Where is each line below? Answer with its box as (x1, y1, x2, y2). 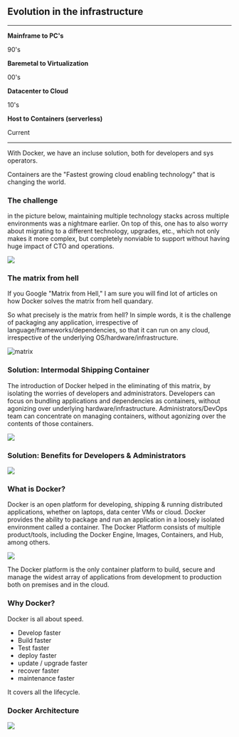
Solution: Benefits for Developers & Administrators (7, 450, 186, 460)
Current (7, 128, 31, 136)
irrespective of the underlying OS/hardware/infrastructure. (7, 333, 179, 342)
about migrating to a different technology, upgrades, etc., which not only (7, 227, 220, 235)
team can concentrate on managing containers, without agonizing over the (7, 412, 226, 420)
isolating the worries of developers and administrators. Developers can (7, 389, 216, 397)
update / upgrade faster (17, 659, 87, 667)
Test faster (17, 644, 50, 652)
